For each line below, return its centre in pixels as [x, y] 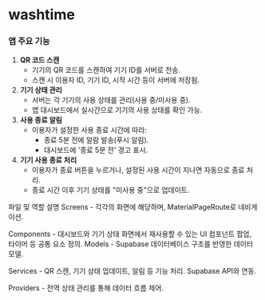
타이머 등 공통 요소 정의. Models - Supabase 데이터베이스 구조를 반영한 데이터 [131, 244]
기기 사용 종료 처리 [48, 160]
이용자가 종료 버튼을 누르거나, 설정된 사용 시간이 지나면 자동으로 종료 [138, 170]
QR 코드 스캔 [40, 60]
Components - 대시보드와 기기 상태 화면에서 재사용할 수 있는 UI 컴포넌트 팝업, [130, 234]
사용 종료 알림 [41, 120]
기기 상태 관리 [41, 90]
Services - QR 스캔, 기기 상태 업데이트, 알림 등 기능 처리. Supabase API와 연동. [132, 271]
